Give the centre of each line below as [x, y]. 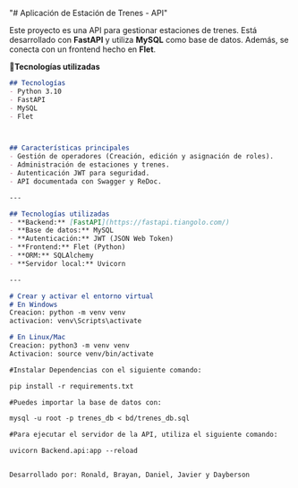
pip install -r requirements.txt [72, 386]
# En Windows [34, 304]
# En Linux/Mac [38, 338]
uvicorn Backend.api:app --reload [74, 451]
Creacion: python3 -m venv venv [69, 346]
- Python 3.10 [36, 91]
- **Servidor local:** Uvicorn [68, 263]
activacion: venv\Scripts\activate [76, 321]
